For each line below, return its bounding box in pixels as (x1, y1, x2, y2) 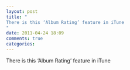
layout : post (6, 8, 38, 15)
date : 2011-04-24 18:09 (6, 30, 64, 36)
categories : (6, 41, 35, 47)
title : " (6, 14, 28, 20)
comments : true (6, 36, 43, 41)
